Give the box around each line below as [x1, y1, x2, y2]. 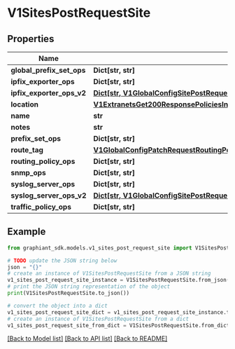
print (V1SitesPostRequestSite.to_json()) [7, 289, 130, 297]
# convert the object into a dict [7, 302, 108, 309]
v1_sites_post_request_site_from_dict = [7, 322, 127, 329]
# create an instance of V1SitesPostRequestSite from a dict [7, 315, 190, 322]
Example [7, 226, 46, 238]
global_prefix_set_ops [10, 65, 86, 75]
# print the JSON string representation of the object [7, 283, 171, 290]
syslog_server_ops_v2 [10, 191, 87, 200]
